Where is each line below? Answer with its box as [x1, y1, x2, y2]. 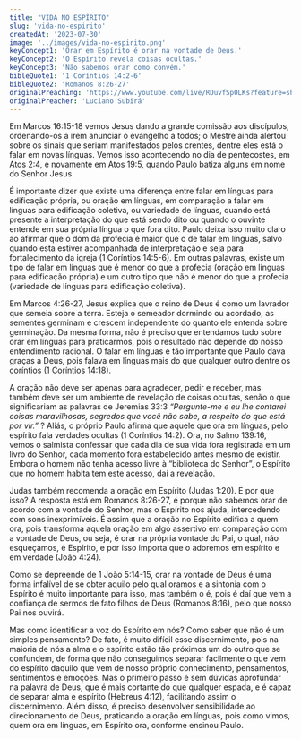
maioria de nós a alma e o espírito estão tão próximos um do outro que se [9, 644, 281, 655]
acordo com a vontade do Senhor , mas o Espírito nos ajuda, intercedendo [9, 504, 280, 515]
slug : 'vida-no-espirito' [9, 21, 106, 30]
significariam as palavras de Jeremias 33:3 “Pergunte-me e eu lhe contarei [9, 401, 287, 412]
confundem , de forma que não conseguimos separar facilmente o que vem [9, 653, 287, 664]
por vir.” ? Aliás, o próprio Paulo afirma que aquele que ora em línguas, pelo [9, 420, 288, 431]
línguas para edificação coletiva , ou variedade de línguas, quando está [9, 205, 271, 216]
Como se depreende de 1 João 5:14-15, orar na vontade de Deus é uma [9, 570, 271, 580]
